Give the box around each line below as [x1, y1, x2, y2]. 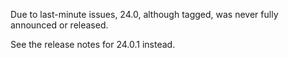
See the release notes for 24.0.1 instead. [10, 39, 176, 50]
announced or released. [10, 19, 109, 31]
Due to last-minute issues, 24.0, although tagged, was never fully [10, 9, 279, 20]
